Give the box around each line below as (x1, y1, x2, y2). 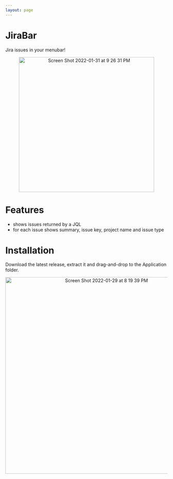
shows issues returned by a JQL (12, 221, 81, 227)
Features (5, 204, 44, 216)
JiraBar (5, 29, 37, 41)
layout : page (5, 7, 33, 13)
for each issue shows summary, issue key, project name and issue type (12, 227, 164, 233)
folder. (5, 267, 19, 273)
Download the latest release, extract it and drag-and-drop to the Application (5, 262, 167, 268)
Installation (5, 245, 55, 256)
